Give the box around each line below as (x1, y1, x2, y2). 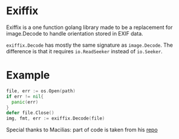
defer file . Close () (6, 110, 55, 116)
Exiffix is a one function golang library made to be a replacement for (6, 24, 173, 31)
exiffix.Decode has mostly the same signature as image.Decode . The (6, 41, 174, 49)
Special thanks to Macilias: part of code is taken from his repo (6, 126, 158, 134)
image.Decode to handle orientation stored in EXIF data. (6, 30, 144, 37)
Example (6, 69, 50, 82)
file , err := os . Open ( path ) (6, 88, 76, 94)
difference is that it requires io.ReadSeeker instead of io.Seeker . (6, 47, 163, 54)
